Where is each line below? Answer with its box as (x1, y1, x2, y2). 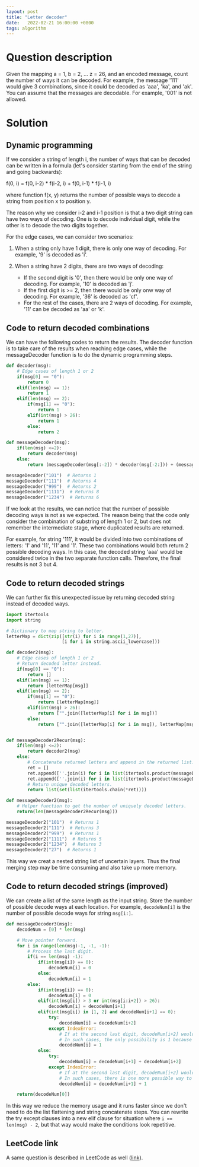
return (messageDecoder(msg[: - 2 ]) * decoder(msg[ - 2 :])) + (27, 461, 174, 468)
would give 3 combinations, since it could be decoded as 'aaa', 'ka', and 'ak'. (6, 83, 193, 90)
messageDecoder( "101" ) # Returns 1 (6, 472, 97, 478)
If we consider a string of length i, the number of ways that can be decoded (6, 156, 191, 163)
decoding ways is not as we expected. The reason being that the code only (6, 512, 190, 519)
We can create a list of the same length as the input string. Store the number (6, 897, 192, 904)
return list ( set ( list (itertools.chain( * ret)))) (27, 787, 147, 793)
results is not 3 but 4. (6, 561, 58, 568)
